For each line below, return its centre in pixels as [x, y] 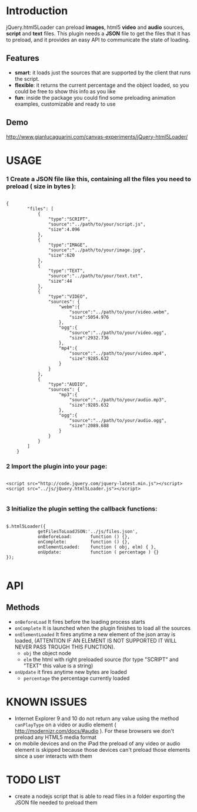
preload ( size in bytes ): [41, 186]
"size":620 [61, 256]
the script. [27, 78]
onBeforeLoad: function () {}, [84, 536]
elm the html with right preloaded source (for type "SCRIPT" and [101, 659]
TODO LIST [34, 780]
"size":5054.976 [89, 317]
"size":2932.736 [89, 338]
